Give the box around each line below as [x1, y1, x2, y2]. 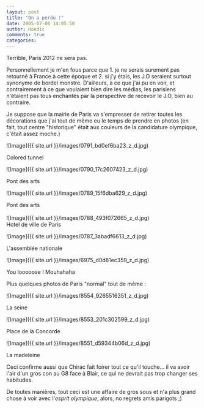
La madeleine [6, 352, 40, 358]
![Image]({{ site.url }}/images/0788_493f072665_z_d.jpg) [6, 214, 150, 221]
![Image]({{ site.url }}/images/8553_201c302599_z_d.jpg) [6, 316, 150, 323]
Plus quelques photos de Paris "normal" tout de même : [6, 280, 147, 287]
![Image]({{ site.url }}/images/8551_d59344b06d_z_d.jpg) [6, 339, 151, 347]
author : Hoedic [6, 26, 45, 32]
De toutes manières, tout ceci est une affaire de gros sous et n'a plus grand [6, 388, 196, 395]
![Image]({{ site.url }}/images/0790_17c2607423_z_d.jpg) [6, 166, 148, 173]
